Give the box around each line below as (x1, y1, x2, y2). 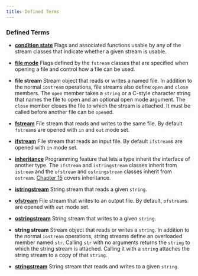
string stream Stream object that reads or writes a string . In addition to (14, 226, 190, 233)
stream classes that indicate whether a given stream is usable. (14, 48, 167, 55)
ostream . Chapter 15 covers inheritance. (14, 174, 111, 181)
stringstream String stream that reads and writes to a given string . (14, 262, 179, 269)
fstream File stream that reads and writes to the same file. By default (14, 119, 183, 127)
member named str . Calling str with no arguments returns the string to (14, 239, 190, 246)
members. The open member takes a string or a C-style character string (14, 89, 191, 96)
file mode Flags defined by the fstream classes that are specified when (14, 59, 189, 66)
